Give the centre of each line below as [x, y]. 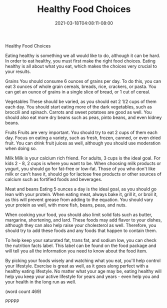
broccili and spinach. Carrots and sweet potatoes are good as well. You [78, 112]
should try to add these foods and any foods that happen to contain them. [81, 230]
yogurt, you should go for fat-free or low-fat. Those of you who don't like [80, 168]
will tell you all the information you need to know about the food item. [76, 250]
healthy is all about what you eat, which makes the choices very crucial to [81, 66]
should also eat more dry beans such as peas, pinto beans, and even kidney [83, 117]
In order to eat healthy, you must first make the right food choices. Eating [80, 60]
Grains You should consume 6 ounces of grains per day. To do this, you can [83, 81]
